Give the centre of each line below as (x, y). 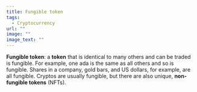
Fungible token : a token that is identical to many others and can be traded (98, 57)
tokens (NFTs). (47, 82)
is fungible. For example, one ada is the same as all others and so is (90, 63)
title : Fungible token (35, 12)
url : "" (16, 29)
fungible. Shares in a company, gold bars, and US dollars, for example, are (98, 69)
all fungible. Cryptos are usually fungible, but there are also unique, (90, 76)
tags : (13, 17)
